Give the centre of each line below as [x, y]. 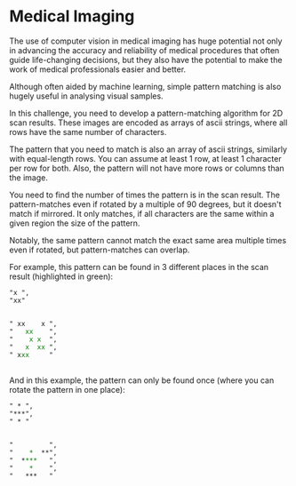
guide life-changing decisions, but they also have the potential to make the [146, 60]
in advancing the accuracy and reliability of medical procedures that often [144, 50]
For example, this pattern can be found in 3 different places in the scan [139, 267]
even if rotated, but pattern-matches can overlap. [100, 250]
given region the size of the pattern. [75, 223]
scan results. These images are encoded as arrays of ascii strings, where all [148, 123]
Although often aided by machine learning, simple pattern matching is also [145, 86]
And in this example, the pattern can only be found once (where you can [142, 380]
